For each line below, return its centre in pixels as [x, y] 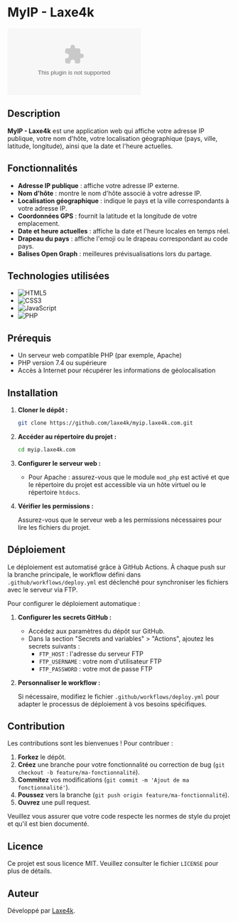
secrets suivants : [54, 646]
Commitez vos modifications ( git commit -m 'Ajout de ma [103, 780]
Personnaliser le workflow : [59, 682]
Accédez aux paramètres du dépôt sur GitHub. [97, 631]
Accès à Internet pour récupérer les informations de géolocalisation [117, 370]
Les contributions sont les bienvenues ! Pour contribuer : [90, 743]
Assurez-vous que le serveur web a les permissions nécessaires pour [120, 520]
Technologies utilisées [59, 276]
